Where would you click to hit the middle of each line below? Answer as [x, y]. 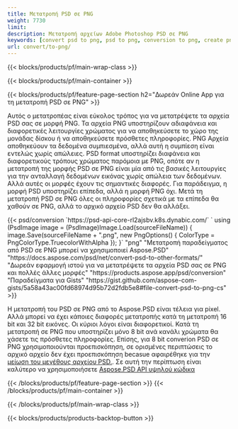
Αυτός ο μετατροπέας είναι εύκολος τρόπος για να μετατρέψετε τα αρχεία [119, 116]
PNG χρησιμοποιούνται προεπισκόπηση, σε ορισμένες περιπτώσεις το [110, 347]
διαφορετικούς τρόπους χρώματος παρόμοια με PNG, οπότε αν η [103, 161]
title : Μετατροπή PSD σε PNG [50, 14]
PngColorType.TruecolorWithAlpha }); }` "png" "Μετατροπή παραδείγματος [118, 243]
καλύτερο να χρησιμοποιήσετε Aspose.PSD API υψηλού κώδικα [101, 369]
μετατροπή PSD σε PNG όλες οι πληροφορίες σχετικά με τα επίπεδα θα [113, 199]
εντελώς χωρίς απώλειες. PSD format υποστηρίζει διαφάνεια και [104, 154]
